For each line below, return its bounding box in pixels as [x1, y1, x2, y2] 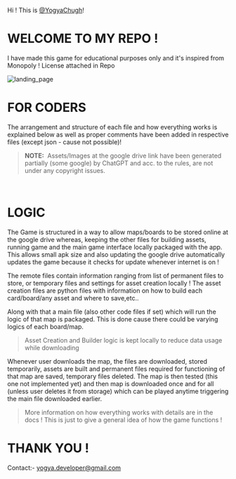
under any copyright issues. [24, 166, 105, 174]
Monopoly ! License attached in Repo [7, 61, 115, 70]
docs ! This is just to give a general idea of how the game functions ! [24, 415, 223, 424]
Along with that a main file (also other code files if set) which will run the [7, 307, 216, 316]
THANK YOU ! [7, 440, 90, 456]
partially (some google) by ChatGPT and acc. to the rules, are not [24, 158, 214, 167]
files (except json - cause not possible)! [7, 137, 122, 146]
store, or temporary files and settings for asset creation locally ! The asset [7, 279, 221, 287]
